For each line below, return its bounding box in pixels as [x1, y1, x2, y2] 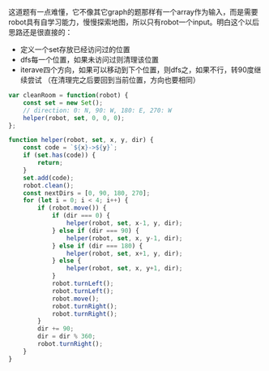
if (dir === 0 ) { [51, 212, 111, 220]
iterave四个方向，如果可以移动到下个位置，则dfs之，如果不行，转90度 [19, 65, 254, 75]
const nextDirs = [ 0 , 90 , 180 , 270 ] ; [23, 189, 151, 197]
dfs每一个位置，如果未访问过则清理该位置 [19, 55, 160, 64]
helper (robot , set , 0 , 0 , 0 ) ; [23, 114, 126, 122]
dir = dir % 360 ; [37, 332, 96, 341]
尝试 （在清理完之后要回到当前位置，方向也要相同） [27, 75, 200, 84]
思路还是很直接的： [8, 28, 73, 37]
